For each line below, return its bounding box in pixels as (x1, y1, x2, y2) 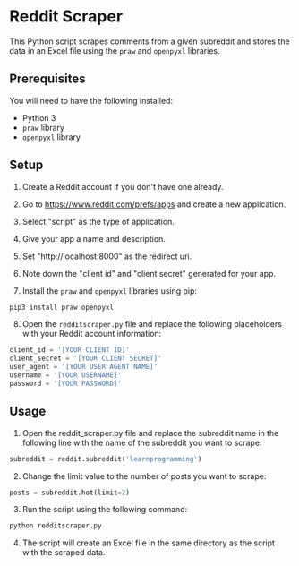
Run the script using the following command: (21, 504, 188, 515)
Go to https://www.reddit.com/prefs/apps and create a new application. (21, 199, 286, 210)
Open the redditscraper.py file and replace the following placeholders (21, 319, 282, 330)
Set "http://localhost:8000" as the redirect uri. (21, 251, 192, 262)
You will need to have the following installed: (9, 95, 173, 106)
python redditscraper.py (9, 521, 102, 530)
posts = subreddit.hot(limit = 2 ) (9, 488, 130, 497)
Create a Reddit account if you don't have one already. (21, 181, 224, 192)
